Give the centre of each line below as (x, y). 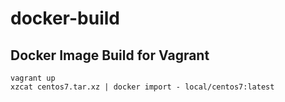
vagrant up (33, 78)
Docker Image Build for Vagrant (110, 55)
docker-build (65, 18)
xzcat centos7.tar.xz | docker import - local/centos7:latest (142, 87)
